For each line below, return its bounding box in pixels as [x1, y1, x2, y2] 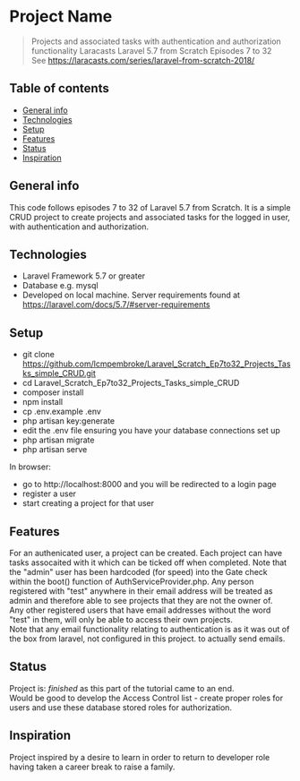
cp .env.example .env [21, 406, 101, 417]
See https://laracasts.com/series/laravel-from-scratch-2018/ [30, 55, 255, 65]
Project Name [9, 6, 113, 27]
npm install [21, 397, 64, 408]
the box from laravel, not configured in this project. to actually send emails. [9, 633, 286, 644]
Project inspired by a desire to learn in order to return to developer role [9, 751, 270, 762]
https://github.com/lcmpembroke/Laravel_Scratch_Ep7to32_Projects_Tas [21, 358, 291, 369]
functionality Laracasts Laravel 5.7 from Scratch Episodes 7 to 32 [30, 45, 272, 56]
